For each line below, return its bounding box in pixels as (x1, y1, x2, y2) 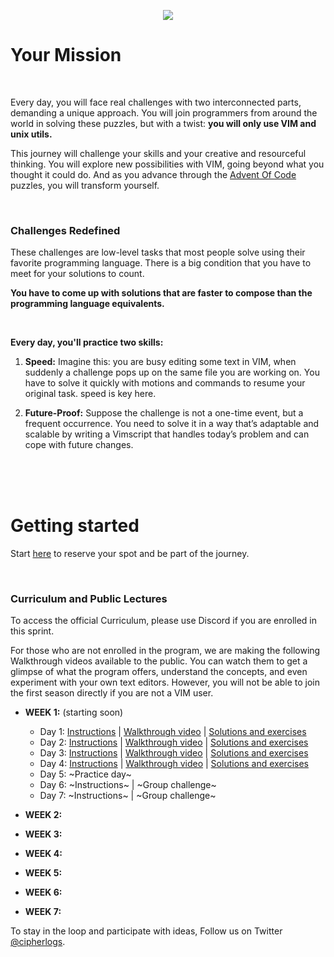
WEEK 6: (24, 886, 63, 899)
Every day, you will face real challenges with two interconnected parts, (10, 96, 302, 108)
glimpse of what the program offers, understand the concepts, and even (10, 666, 308, 678)
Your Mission (10, 44, 122, 67)
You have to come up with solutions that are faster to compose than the (10, 287, 313, 299)
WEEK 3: (24, 828, 63, 840)
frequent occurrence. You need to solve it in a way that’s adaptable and (24, 418, 320, 430)
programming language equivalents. (10, 298, 165, 310)
